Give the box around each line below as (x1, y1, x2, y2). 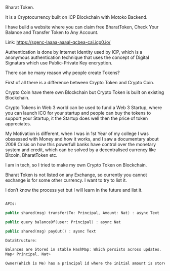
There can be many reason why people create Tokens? (5, 70, 120, 76)
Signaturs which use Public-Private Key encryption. (5, 60, 113, 65)
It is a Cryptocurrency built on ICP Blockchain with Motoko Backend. (5, 14, 148, 20)
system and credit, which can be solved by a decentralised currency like (5, 147, 156, 153)
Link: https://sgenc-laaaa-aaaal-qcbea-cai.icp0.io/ (5, 39, 111, 45)
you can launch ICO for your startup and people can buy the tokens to (5, 110, 151, 116)
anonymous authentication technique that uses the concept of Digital (5, 54, 149, 60)
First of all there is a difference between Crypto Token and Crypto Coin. (5, 80, 154, 85)
